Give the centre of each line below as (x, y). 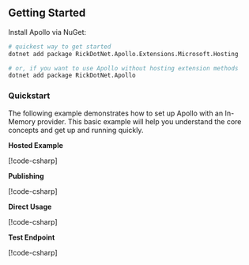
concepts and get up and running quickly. (76, 130)
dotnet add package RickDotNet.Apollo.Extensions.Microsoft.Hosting (123, 54)
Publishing (26, 176)
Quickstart (29, 96)
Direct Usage (30, 206)
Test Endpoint (32, 237)
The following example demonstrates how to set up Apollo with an (116, 113)
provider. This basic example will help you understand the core (139, 121)
